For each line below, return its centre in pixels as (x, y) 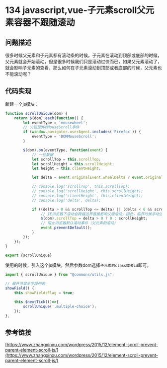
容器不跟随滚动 (45, 23)
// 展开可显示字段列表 (25, 284)
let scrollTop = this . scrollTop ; (66, 159)
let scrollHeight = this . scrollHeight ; (73, 164)
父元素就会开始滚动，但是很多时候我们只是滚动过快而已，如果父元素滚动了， (83, 62)
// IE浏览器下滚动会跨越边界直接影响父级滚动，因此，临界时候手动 (100, 214)
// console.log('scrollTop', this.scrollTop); (81, 187)
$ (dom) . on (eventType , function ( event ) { (65, 150)
